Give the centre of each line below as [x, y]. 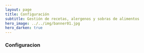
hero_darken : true [24, 28]
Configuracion [23, 45]
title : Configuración [27, 14]
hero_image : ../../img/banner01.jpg [43, 23]
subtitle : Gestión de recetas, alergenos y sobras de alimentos [72, 19]
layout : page [18, 10]
